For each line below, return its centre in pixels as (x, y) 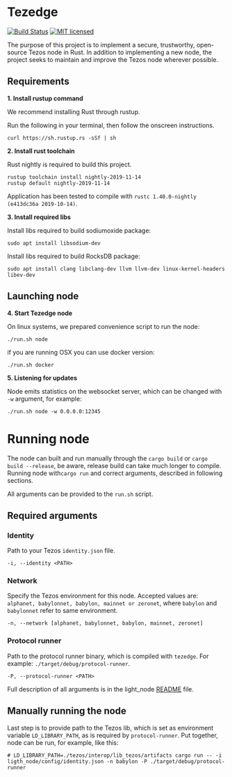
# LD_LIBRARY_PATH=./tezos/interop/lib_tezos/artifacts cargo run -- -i (115, 755)
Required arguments (52, 515)
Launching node (43, 296)
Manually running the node (67, 711)
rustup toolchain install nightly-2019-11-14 (74, 177)
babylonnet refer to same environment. (63, 611)
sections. (20, 480)
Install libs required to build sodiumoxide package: (79, 230)
